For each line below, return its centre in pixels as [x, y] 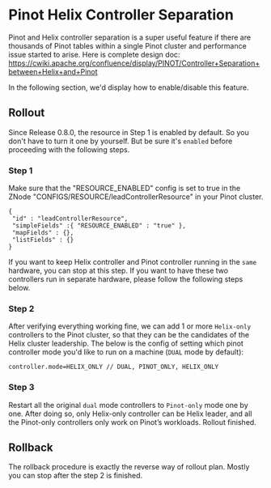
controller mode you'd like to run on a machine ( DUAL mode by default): [126, 352]
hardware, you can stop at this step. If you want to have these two [119, 271]
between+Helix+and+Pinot [53, 71]
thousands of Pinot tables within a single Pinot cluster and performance [127, 45]
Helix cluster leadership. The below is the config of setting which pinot [126, 344]
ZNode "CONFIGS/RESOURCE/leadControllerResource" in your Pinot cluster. [136, 197]
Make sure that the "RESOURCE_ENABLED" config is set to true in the [125, 189]
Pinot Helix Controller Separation [121, 15]
